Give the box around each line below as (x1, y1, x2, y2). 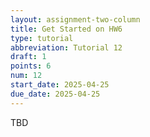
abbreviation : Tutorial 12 (10, 42, 123, 53)
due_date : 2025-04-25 (10, 89, 101, 99)
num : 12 (10, 71, 43, 81)
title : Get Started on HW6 (10, 24, 123, 34)
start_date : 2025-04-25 (10, 80, 110, 90)
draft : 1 (10, 52, 47, 62)
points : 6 (10, 61, 52, 71)
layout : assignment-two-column (10, 14, 141, 25)
